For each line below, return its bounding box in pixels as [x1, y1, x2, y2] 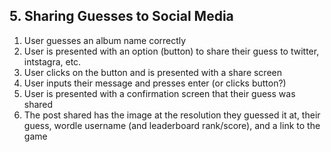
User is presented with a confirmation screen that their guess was [23, 87, 296, 99]
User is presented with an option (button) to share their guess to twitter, [23, 45, 320, 57]
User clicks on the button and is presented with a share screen [23, 66, 283, 78]
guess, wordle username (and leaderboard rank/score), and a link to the [23, 119, 321, 131]
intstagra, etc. [23, 55, 82, 68]
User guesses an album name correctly [23, 34, 187, 46]
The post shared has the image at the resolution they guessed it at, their [23, 109, 321, 121]
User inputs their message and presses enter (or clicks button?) [23, 77, 287, 89]
